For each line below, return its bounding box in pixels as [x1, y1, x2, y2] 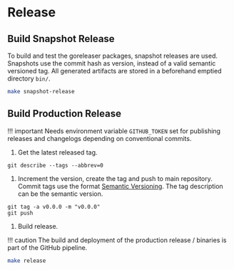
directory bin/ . [7, 74, 51, 83]
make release [7, 257, 46, 264]
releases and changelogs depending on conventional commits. [7, 134, 192, 142]
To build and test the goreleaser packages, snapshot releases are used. [7, 51, 218, 60]
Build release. [17, 222, 58, 230]
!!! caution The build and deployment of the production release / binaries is [7, 236, 227, 244]
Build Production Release [7, 108, 121, 120]
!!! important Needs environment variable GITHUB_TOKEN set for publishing [7, 126, 221, 135]
